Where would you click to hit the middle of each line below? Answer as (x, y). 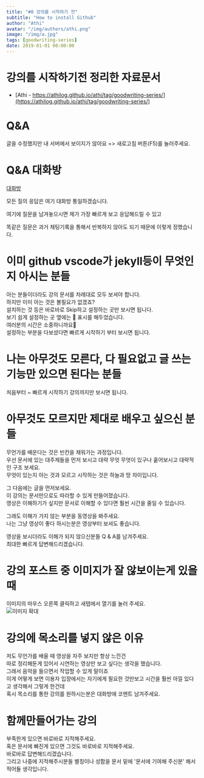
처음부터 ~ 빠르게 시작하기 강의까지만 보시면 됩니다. (67, 392)
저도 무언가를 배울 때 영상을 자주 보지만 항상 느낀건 (66, 656)
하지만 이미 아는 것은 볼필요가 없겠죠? (51, 302)
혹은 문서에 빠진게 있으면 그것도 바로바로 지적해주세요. (70, 746)
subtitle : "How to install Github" (51, 18)
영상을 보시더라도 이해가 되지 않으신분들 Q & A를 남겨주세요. (77, 536)
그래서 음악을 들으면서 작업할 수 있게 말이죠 (57, 671)
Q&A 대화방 (34, 170)
